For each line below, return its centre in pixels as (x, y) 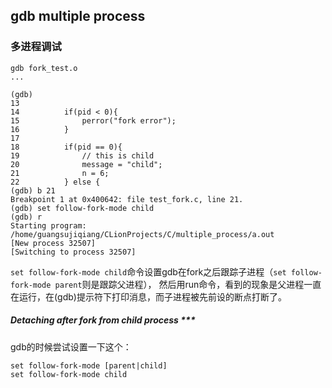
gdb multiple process (78, 16)
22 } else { (55, 182)
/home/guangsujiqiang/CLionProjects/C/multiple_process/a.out (142, 234)
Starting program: (48, 225)
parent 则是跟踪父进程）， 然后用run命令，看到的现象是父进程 (179, 284)
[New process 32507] (53, 243)
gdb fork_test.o (44, 68)
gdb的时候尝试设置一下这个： (71, 346)
